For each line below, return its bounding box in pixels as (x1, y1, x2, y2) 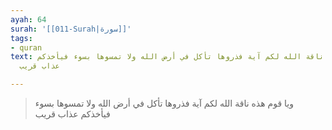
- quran (10, 42, 43, 53)
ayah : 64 (10, 14, 47, 25)
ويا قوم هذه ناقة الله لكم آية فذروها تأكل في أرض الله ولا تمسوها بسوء (34, 97, 294, 109)
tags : (10, 33, 33, 43)
